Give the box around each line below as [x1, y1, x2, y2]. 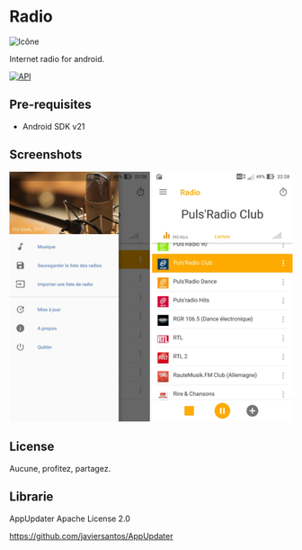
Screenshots [9, 147, 83, 163]
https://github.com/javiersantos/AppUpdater [9, 530, 173, 541]
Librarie [9, 489, 54, 505]
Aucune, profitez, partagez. [9, 463, 111, 473]
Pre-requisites [9, 97, 92, 113]
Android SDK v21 [22, 121, 85, 131]
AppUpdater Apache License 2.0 [9, 513, 130, 524]
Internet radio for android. [9, 53, 105, 64]
